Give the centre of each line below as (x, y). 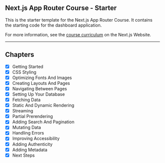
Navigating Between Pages (40, 88)
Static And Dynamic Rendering (43, 106)
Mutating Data (27, 128)
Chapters (20, 55)
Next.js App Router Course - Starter (61, 8)
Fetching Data (26, 100)
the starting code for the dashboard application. (54, 25)
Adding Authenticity (32, 144)
